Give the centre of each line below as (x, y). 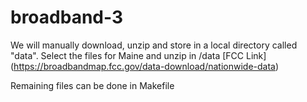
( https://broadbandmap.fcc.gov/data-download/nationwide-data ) (145, 66)
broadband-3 (67, 17)
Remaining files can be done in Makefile (92, 85)
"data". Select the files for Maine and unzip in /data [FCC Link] (138, 55)
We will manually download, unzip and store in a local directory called (154, 45)
